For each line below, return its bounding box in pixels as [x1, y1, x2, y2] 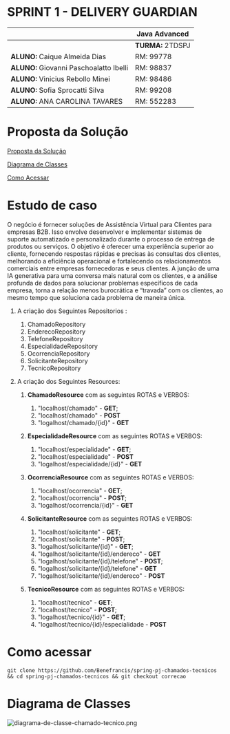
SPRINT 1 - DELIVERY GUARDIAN [7, 4, 198, 20]
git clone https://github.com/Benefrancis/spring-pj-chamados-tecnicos [7, 667, 217, 674]
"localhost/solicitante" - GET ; [37, 528, 121, 536]
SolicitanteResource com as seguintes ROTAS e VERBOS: [27, 514, 193, 523]
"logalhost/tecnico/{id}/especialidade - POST [37, 620, 167, 628]
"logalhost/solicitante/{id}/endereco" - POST [37, 572, 165, 580]
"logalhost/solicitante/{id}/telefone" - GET [37, 564, 157, 572]
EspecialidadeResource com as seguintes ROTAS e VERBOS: [27, 431, 202, 440]
